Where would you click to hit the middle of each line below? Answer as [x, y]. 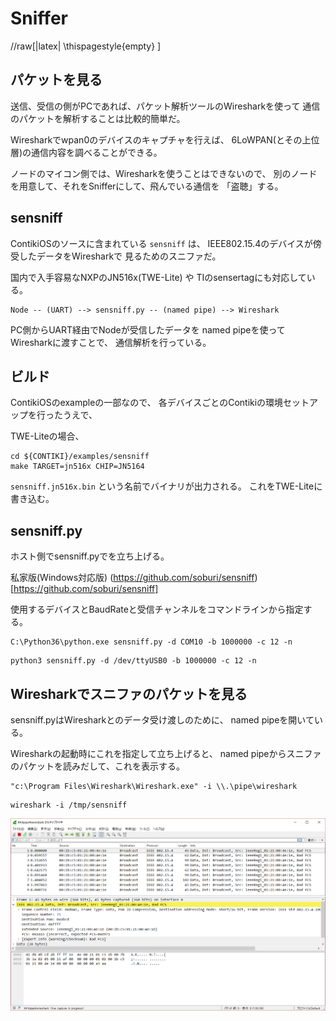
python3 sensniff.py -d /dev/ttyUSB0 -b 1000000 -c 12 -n [133, 661]
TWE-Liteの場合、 [47, 436]
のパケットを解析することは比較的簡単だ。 [98, 118]
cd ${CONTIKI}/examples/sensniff [80, 457]
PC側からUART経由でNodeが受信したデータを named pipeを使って [148, 329]
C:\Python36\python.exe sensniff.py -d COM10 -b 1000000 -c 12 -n [151, 642]
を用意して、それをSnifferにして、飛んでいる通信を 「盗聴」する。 [147, 186]
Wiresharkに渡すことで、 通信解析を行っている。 [111, 342]
